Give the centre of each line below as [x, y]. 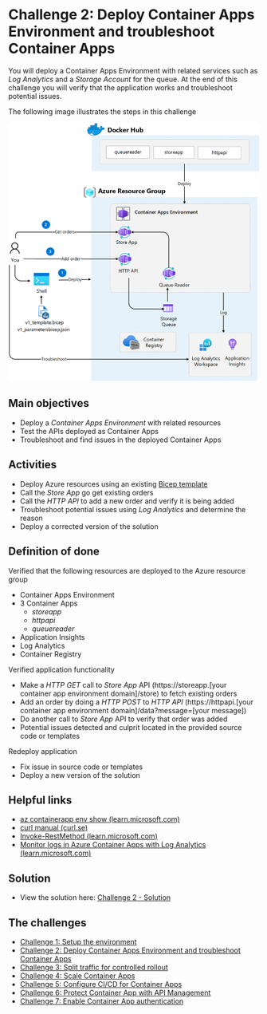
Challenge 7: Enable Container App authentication [102, 1001]
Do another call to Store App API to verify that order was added [124, 719]
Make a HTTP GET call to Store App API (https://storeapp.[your [123, 685]
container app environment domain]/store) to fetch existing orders [128, 693]
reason [31, 518]
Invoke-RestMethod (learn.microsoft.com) [88, 836]
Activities [33, 465]
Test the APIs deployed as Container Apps [89, 431]
